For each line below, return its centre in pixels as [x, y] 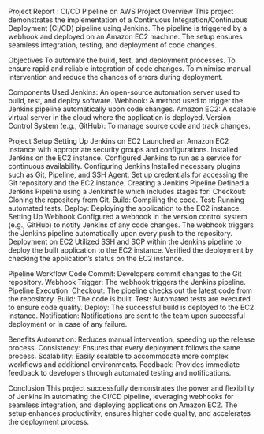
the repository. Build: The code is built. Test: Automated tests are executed [129, 299]
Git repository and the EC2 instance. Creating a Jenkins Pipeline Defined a [129, 183]
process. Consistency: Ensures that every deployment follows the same [124, 348]
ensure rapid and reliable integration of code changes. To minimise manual [129, 69]
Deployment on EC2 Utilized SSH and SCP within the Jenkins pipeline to [125, 241]
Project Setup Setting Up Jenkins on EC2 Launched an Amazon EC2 [119, 141]
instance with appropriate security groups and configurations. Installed [123, 150]
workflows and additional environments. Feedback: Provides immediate [124, 365]
